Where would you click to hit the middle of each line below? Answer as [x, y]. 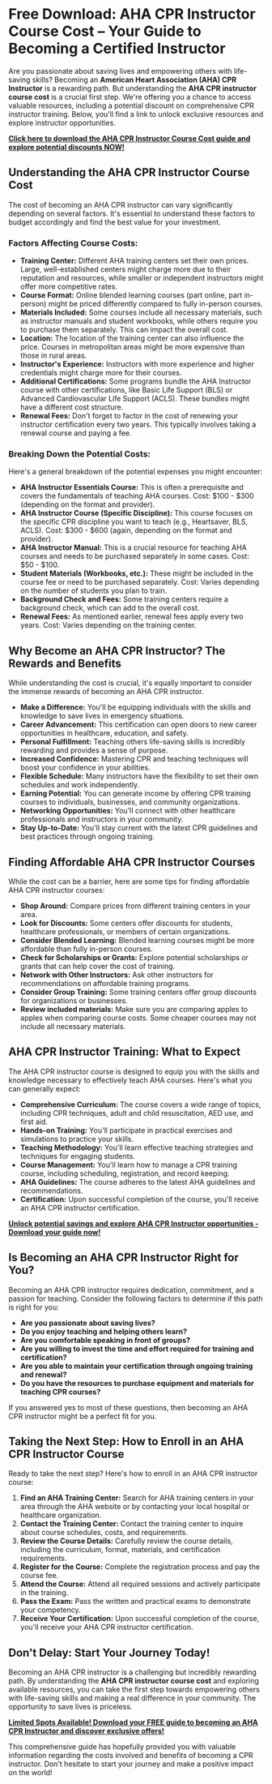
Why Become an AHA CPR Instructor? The [117, 651]
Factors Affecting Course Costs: [73, 242]
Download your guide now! [55, 1232]
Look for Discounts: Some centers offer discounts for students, [126, 923]
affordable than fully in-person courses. [87, 949]
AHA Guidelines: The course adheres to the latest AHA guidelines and [138, 1181]
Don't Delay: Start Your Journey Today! [109, 1652]
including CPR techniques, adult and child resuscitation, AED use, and [136, 1113]
